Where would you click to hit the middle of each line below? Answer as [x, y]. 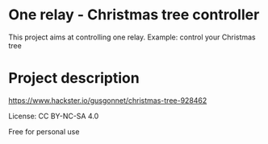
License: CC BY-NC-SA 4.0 [54, 116]
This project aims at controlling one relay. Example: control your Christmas [132, 37]
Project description [74, 78]
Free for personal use [44, 131]
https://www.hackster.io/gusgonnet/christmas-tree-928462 [108, 100]
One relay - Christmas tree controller [134, 15]
